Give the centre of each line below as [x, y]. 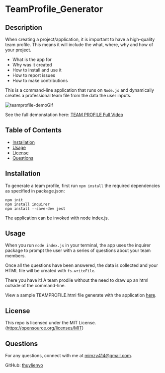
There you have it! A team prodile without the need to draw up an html [77, 280]
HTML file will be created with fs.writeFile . [50, 271]
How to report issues [34, 75]
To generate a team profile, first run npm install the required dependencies [82, 186]
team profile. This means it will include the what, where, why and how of [79, 45]
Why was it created [32, 65]
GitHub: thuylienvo [24, 365]
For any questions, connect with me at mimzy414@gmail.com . [69, 356]
